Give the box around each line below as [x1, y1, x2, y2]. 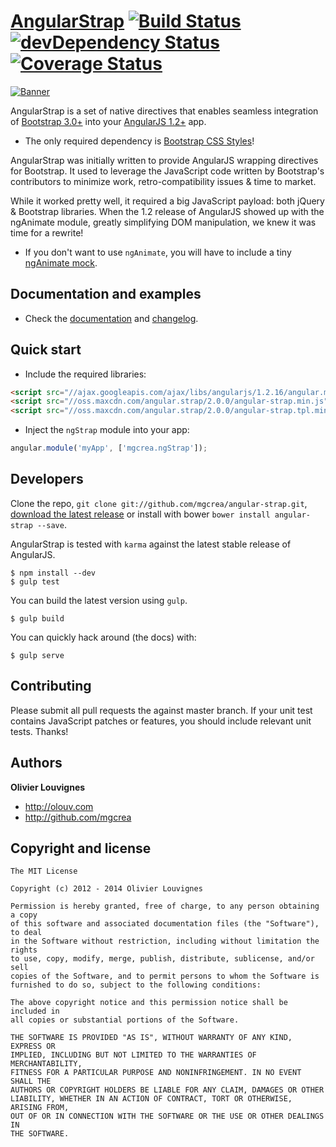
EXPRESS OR [10, 1041, 56, 1052]
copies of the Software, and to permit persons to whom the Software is [10, 971, 320, 982]
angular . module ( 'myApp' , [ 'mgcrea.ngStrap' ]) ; [10, 443, 208, 454]
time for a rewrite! [10, 226, 84, 239]
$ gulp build [10, 613, 65, 624]
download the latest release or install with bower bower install [10, 508, 271, 520]
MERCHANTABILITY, [10, 1059, 83, 1069]
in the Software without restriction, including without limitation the [10, 936, 320, 947]
